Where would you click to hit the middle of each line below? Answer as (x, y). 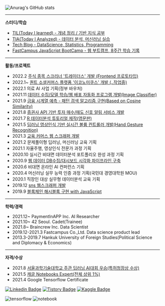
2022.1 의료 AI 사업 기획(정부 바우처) (47, 88)
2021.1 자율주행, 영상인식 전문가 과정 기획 (52, 148)
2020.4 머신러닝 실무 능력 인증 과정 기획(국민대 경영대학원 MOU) (75, 173)
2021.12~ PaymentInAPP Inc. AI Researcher (56, 216)
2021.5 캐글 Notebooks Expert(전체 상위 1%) (56, 274)
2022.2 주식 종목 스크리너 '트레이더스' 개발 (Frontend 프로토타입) (75, 76)
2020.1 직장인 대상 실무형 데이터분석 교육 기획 (56, 179)
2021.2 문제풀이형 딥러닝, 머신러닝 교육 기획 (54, 142)
